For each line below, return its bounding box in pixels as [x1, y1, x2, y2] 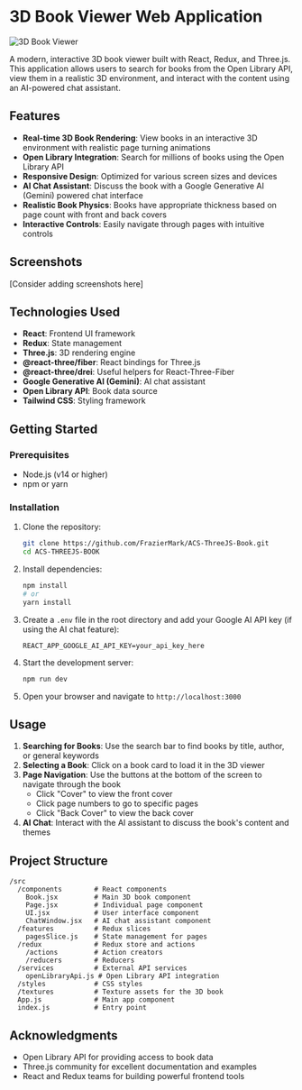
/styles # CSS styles [17, 980, 143, 989]
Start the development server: [22, 656, 134, 668]
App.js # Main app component [17, 995, 176, 1004]
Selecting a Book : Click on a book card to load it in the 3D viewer [22, 760, 266, 771]
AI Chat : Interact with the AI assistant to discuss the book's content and [22, 818, 290, 829]
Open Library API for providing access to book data [22, 1052, 214, 1063]
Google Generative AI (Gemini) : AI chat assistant [22, 376, 206, 387]
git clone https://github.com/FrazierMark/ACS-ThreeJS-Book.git [22, 539, 270, 548]
